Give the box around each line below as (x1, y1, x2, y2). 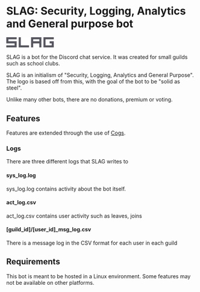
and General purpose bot (6, 17, 134, 31)
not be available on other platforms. (6, 279, 95, 286)
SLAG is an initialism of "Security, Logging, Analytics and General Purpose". (6, 71, 194, 79)
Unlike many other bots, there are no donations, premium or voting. (6, 96, 173, 103)
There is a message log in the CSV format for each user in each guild (6, 239, 178, 247)
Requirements (6, 257, 60, 267)
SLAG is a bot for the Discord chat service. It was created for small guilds (6, 53, 188, 61)
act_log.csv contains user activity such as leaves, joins (6, 212, 143, 219)
